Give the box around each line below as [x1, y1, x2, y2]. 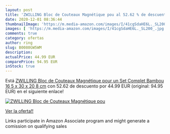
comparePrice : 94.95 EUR [5, 59, 58, 64]
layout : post [5, 7, 33, 13]
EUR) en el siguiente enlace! [5, 88, 64, 95]
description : [5, 50, 33, 55]
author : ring [5, 40, 33, 46]
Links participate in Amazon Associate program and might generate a [5, 118, 150, 124]
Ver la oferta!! [5, 108, 34, 114]
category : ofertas [5, 36, 44, 41]
